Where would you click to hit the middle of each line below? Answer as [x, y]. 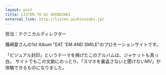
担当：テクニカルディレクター [36, 34]
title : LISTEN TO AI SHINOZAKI [38, 14]
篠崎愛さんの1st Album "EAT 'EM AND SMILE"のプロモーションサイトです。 [83, 44]
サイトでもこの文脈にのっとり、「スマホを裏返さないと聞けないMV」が [88, 61]
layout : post [19, 10]
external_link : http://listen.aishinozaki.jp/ [55, 19]
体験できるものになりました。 [36, 67]
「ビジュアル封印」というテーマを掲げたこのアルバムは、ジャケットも [77, 55]
